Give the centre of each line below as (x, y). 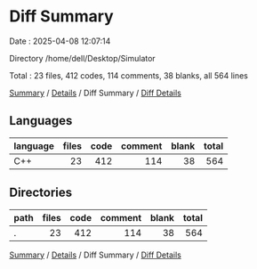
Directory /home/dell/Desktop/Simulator (82, 58)
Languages (41, 121)
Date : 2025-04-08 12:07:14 (60, 41)
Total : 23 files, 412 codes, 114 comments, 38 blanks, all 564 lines (129, 75)
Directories (41, 193)
